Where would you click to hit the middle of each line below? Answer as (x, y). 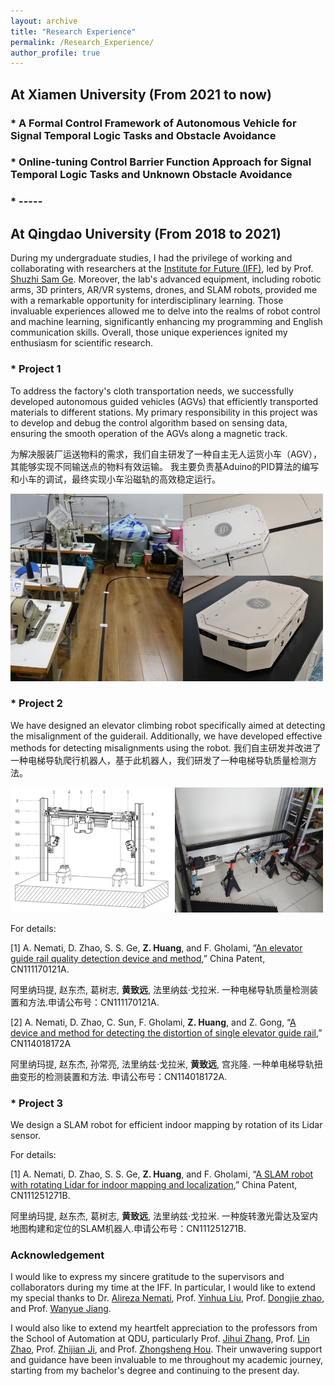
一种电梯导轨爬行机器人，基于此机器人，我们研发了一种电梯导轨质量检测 (159, 760)
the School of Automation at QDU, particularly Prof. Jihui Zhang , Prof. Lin (160, 1339)
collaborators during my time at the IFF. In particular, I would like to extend (163, 1287)
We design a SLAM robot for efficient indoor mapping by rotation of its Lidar (166, 1125)
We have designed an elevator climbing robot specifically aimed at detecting (168, 725)
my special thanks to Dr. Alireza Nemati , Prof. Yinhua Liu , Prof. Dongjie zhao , (167, 1298)
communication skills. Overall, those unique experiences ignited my (149, 332)
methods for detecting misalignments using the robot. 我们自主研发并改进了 (166, 747)
